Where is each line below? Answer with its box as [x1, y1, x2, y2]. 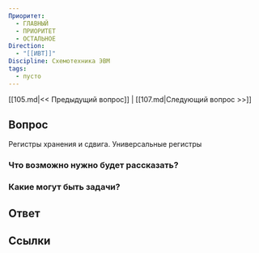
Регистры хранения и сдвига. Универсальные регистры [8, 139, 202, 149]
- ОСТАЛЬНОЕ [15, 34, 57, 43]
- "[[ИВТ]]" [15, 49, 57, 58]
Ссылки [8, 234, 51, 248]
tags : [8, 65, 27, 73]
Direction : [8, 42, 45, 50]
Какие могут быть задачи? [8, 182, 121, 193]
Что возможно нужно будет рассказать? [8, 160, 179, 171]
